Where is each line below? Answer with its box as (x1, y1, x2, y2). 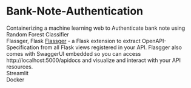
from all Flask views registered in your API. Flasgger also (40, 44, 182, 51)
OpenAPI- (141, 37, 167, 44)
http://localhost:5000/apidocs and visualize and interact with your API (6, 56, 181, 64)
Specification (6, 44, 39, 51)
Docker (6, 76, 25, 83)
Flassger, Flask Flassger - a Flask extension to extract (6, 37, 141, 44)
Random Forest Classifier (6, 30, 70, 38)
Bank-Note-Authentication (6, 4, 144, 18)
